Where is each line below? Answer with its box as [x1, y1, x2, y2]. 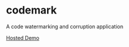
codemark [6, 4, 57, 17]
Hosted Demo [6, 34, 40, 41]
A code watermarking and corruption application [6, 23, 124, 30]
